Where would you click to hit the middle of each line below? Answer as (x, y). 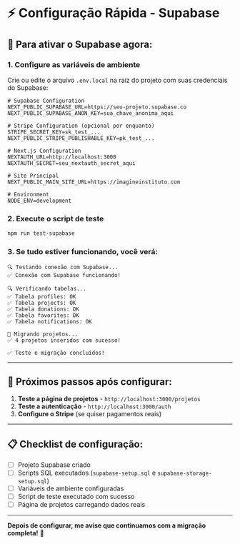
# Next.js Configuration (44, 151)
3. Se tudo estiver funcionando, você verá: (83, 251)
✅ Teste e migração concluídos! (56, 353)
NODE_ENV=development (40, 201)
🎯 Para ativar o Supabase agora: (80, 44)
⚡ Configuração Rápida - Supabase (114, 13)
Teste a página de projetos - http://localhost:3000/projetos (109, 399)
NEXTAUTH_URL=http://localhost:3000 (62, 157)
